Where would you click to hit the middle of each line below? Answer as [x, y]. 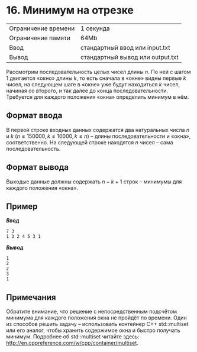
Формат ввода [34, 116]
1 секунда [96, 28]
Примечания [31, 297]
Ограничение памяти [40, 38]
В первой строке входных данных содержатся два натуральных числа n [98, 130]
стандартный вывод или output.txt [130, 57]
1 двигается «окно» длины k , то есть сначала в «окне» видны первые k [96, 78]
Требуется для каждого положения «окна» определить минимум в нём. [98, 97]
